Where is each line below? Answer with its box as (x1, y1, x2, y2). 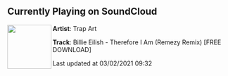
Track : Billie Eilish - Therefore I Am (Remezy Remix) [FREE (52, 38, 222, 46)
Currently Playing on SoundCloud (7, 6, 158, 18)
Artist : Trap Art (52, 24, 97, 32)
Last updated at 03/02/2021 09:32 (52, 59, 153, 68)
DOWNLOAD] (52, 45, 91, 53)
